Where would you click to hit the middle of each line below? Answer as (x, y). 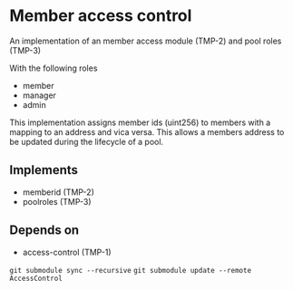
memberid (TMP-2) (59, 192)
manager (39, 95)
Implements (44, 170)
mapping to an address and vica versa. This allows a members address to (147, 131)
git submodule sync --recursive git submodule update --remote (131, 270)
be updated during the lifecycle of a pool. (87, 141)
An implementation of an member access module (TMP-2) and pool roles (146, 41)
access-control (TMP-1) (67, 252)
